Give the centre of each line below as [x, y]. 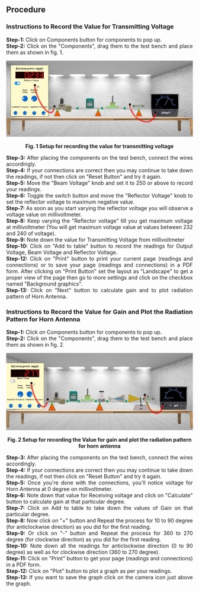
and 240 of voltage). [31, 233]
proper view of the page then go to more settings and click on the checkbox [99, 278]
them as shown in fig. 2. [36, 345]
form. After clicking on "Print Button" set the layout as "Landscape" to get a [99, 271]
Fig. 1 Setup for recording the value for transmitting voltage [99, 146]
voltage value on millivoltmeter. [44, 215]
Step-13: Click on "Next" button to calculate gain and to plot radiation [99, 290]
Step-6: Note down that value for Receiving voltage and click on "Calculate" [99, 496]
